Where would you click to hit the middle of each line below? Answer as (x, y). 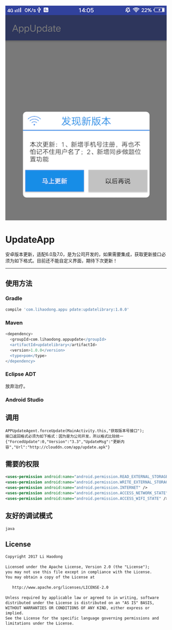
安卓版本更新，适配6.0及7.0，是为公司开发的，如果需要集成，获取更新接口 (83, 254)
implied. (15, 613)
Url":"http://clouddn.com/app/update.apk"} (63, 447)
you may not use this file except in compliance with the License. (79, 572)
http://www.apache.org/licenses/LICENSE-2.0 (60, 588)
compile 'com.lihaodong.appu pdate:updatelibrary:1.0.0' (67, 310)
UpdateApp (30, 240)
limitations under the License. (40, 624)
